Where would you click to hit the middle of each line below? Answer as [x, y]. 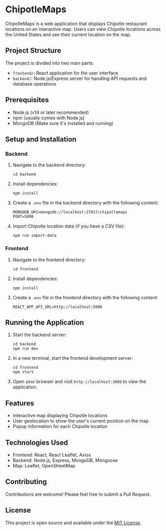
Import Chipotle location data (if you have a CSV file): [69, 226]
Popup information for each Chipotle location [60, 426]
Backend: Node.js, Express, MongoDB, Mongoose [65, 460]
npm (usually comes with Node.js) [49, 118]
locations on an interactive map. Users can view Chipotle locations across [83, 29]
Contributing [26, 482]
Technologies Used [37, 443]
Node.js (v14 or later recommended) [51, 112]
